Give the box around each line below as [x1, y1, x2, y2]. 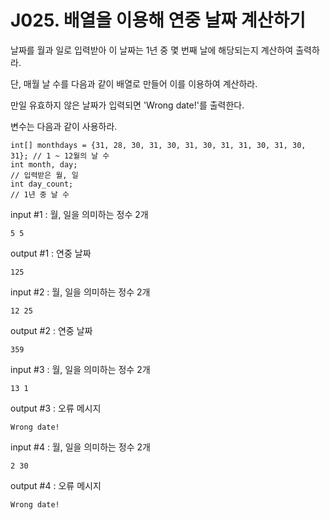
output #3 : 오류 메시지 [10, 402, 102, 414]
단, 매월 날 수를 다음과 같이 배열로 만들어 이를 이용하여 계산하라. [10, 77, 258, 90]
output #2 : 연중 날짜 [10, 324, 93, 336]
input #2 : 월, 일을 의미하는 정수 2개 [10, 286, 151, 298]
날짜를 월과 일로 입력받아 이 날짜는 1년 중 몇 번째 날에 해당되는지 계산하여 [10, 44, 294, 56]
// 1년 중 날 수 [10, 189, 70, 200]
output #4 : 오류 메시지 [10, 479, 102, 491]
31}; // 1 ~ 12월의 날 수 [10, 151, 110, 161]
